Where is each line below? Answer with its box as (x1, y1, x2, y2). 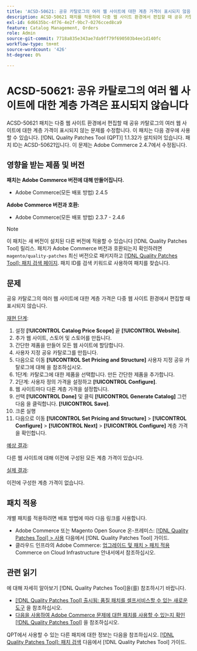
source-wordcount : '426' (6, 47, 67, 53)
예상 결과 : (6, 442, 29, 449)
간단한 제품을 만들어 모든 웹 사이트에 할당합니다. (15, 342, 125, 349)
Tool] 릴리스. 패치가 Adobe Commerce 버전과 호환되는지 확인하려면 (6, 245, 163, 252)
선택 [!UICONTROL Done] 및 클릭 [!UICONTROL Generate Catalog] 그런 (15, 393, 187, 400)
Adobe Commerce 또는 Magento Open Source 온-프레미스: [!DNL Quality (15, 527, 189, 534)
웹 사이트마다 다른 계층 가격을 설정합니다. (15, 385, 109, 392)
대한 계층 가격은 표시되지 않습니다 (37, 99, 189, 112)
